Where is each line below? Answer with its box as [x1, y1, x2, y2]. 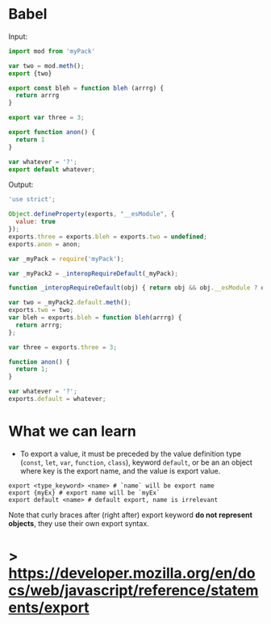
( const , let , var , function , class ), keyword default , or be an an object [19, 457, 252, 467]
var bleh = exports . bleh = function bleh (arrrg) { [8, 314, 182, 322]
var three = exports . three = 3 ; [8, 343, 117, 352]
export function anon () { [8, 129, 95, 137]
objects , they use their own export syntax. [8, 518, 149, 528]
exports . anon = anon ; [8, 240, 81, 248]
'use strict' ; [8, 196, 56, 204]
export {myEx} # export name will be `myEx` [8, 488, 161, 497]
